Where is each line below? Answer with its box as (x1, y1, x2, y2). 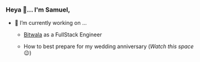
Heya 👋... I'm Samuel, (5, 5, 71, 14)
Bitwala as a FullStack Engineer (23, 31, 102, 38)
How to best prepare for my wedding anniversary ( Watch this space (23, 43, 194, 50)
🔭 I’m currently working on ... (14, 19, 87, 27)
